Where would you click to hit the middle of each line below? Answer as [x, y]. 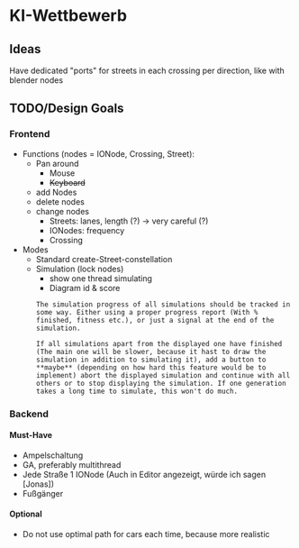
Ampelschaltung [53, 455]
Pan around [57, 163]
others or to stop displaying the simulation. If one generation [161, 383]
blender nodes [36, 80]
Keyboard [67, 182]
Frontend [30, 134]
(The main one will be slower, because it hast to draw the [151, 352]
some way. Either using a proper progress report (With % [147, 312]
